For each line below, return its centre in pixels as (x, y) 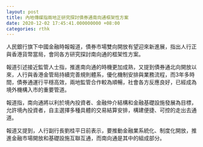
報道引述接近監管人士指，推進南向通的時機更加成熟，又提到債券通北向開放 (99, 67)
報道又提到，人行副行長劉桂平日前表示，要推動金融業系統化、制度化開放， (99, 131)
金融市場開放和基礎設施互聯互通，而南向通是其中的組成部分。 (88, 138)
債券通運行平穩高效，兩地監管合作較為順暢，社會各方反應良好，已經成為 (107, 82)
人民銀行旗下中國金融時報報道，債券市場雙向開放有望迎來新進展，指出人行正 (101, 47)
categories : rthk (28, 29)
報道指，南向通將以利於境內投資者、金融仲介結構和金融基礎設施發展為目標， (101, 103)
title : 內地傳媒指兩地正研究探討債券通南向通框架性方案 (67, 18)
